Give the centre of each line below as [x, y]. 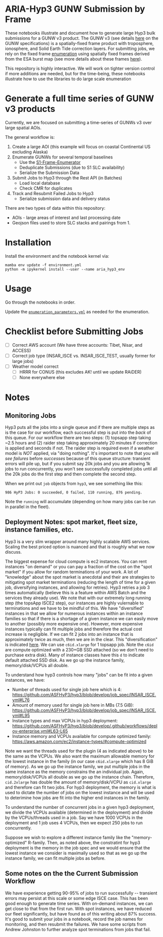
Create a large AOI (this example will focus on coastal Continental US [81, 146]
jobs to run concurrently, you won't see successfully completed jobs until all [81, 469]
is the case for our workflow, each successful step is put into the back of [78, 432]
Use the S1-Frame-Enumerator [50, 162]
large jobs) [23, 361]
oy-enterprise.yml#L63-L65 [40, 731]
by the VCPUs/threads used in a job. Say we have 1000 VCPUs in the [74, 817]
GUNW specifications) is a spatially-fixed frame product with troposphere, [80, 43]
